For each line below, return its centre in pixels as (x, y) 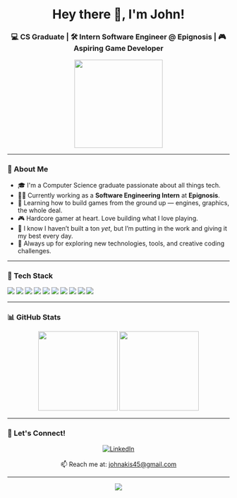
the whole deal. (40, 210)
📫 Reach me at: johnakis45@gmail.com (119, 464)
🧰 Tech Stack (30, 276)
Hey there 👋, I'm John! (119, 14)
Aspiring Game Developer (119, 49)
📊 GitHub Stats (34, 317)
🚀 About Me (28, 169)
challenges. (34, 250)
